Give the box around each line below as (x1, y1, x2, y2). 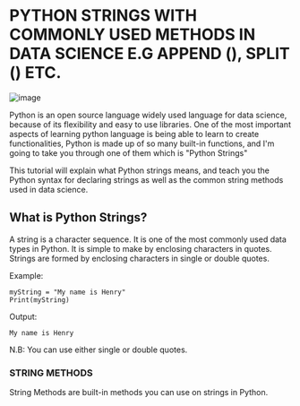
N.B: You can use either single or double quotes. (9, 344, 188, 355)
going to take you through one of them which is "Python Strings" (9, 147, 248, 158)
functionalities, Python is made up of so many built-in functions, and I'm (9, 138, 275, 149)
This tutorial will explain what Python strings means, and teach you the (9, 165, 270, 176)
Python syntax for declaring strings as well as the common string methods (9, 174, 284, 185)
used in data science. (9, 184, 89, 194)
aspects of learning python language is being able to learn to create (9, 128, 260, 139)
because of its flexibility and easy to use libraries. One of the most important (9, 118, 291, 130)
